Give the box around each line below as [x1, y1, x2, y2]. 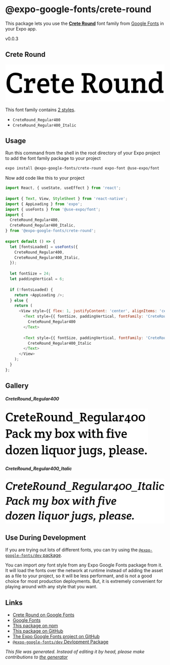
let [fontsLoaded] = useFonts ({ [10, 244, 78, 249]
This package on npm [12, 623, 58, 629]
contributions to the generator [5, 654, 68, 660]
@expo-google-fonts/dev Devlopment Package [12, 639, 109, 645]
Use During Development [5, 533, 86, 542]
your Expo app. [5, 25, 37, 31]
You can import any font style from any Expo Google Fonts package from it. [5, 562, 163, 568]
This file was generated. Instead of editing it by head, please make [5, 649, 145, 655]
